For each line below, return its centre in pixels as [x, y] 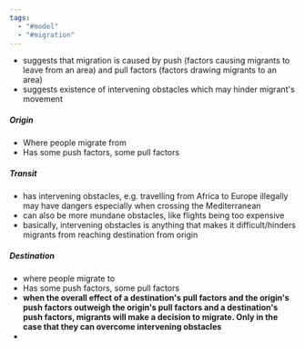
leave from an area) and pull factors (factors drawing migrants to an [150, 70]
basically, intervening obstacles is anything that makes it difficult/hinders [159, 225]
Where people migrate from [75, 143]
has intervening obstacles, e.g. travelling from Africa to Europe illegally [155, 196]
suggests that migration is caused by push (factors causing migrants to [156, 61]
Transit [24, 173]
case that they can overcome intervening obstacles [122, 327]
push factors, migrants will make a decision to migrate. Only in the [150, 317]
